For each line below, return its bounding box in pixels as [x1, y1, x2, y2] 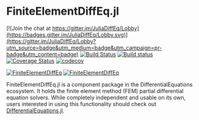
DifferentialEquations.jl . [6, 107, 65, 114]
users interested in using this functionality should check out [6, 100, 157, 108]
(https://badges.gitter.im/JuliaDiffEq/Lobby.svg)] [6, 31, 128, 38]
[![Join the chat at [6, 24, 51, 32]
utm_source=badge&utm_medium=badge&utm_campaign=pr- [6, 44, 162, 51]
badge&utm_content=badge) [6, 50, 79, 58]
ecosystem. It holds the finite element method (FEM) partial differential [6, 87, 184, 94]
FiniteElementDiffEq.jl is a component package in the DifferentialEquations [6, 81, 193, 88]
